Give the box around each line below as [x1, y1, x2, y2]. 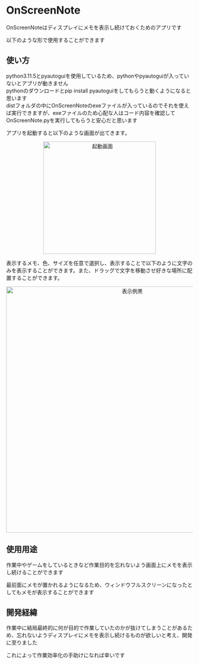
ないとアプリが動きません [6, 79, 69, 86]
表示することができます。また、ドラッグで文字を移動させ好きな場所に [16, 267, 188, 274]
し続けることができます [6, 569, 63, 576]
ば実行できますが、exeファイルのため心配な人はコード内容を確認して [6, 109, 176, 116]
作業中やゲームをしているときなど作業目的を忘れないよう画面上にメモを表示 [6, 561, 192, 568]
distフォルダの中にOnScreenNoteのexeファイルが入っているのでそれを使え [6, 102, 190, 109]
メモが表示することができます [21, 588, 94, 595]
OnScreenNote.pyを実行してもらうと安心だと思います [6, 117, 138, 124]
